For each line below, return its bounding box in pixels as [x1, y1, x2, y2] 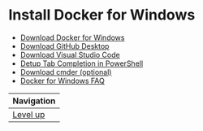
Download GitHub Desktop [19, 41, 110, 50]
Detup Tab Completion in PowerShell [19, 59, 144, 68]
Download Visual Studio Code [19, 50, 120, 59]
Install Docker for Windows [8, 6, 196, 24]
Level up [12, 108, 45, 120]
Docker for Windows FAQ [19, 76, 106, 85]
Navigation [12, 95, 56, 107]
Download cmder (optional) [19, 67, 112, 76]
